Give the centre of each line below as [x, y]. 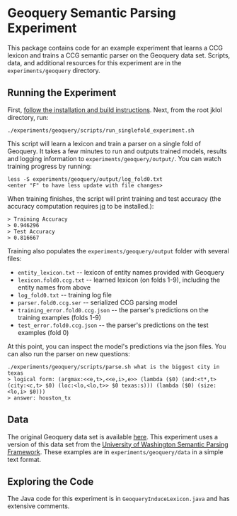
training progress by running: [50, 166]
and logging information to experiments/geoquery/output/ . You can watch [114, 158]
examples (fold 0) [43, 332]
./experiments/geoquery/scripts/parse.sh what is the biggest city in [114, 367]
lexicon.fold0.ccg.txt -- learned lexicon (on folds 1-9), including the [119, 280]
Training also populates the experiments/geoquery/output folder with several [118, 251]
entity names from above [54, 287]
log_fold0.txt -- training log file [64, 295]
